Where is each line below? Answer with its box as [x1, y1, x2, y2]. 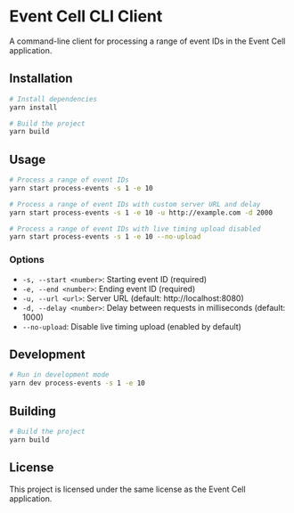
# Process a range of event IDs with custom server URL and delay [9, 199, 261, 208]
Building [9, 403, 56, 419]
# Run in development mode [9, 370, 110, 379]
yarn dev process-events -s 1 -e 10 [9, 379, 145, 388]
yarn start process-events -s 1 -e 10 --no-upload [9, 232, 201, 241]
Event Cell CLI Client [9, 6, 163, 27]
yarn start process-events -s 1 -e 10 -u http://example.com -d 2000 [9, 208, 274, 217]
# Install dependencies [9, 94, 98, 103]
